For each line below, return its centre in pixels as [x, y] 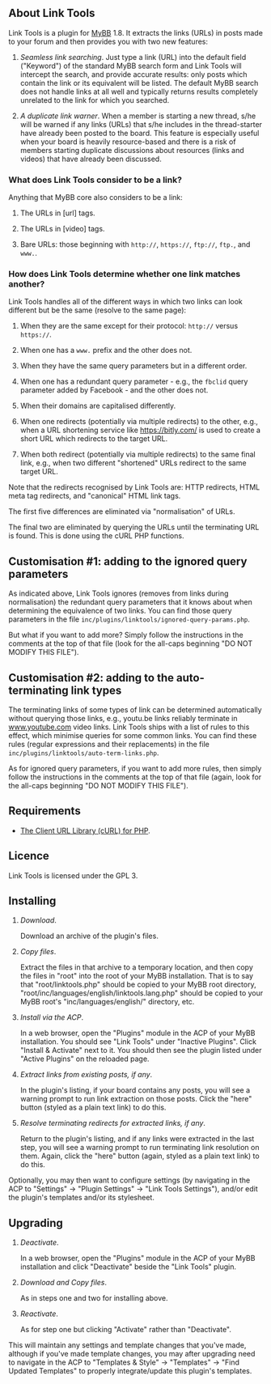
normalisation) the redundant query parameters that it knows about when [130, 602]
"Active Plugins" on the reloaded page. [85, 1059]
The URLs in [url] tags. [57, 213]
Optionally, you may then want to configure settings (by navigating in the [129, 1180]
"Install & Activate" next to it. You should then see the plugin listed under [141, 1051]
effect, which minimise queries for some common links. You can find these [133, 736]
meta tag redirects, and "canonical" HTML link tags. [95, 496]
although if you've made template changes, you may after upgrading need [132, 1354]
